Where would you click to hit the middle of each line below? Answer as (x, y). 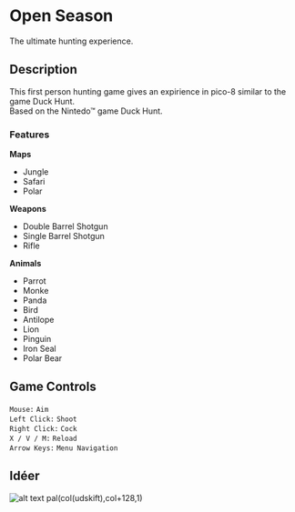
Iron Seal (39, 349)
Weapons (28, 209)
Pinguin (37, 339)
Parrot (35, 281)
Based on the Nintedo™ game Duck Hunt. (86, 111)
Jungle (36, 172)
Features (30, 135)
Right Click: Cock (43, 428)
